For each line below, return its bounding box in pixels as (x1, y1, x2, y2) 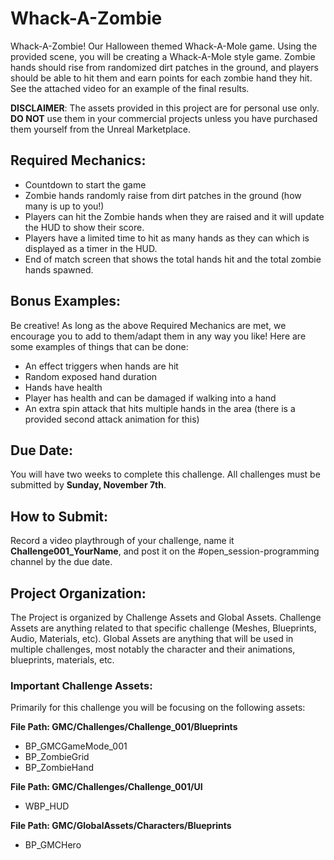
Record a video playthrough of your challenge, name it (10, 535, 235, 547)
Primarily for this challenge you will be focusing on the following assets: (10, 702, 306, 714)
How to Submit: (10, 508, 109, 525)
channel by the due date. (10, 556, 113, 568)
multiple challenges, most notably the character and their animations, (10, 643, 296, 655)
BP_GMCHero (24, 839, 82, 851)
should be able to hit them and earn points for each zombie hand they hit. (10, 72, 313, 84)
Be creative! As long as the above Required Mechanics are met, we (10, 319, 287, 331)
